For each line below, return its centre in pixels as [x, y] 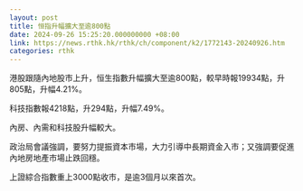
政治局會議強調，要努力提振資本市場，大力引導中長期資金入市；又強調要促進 [152, 147]
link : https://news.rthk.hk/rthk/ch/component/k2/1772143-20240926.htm [147, 43]
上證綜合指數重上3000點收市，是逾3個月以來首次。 [105, 177]
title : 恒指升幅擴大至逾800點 [60, 26]
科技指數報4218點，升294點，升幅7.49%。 [89, 108]
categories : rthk [42, 51]
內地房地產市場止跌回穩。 [57, 158]
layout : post [34, 18]
